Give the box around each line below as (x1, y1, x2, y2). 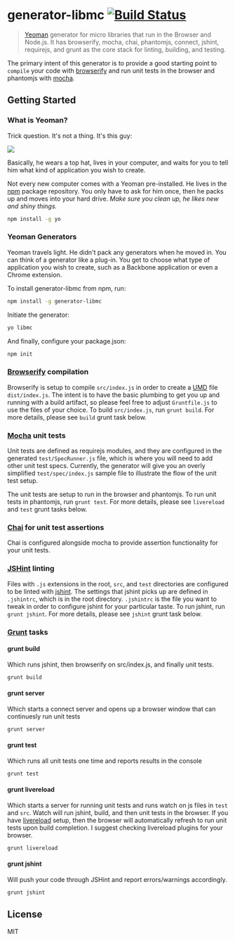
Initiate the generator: (7, 310, 70, 319)
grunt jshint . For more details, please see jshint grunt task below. (7, 610, 202, 618)
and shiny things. (7, 201, 58, 210)
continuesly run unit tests (7, 712, 81, 721)
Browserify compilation (7, 367, 89, 377)
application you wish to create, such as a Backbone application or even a (7, 263, 219, 271)
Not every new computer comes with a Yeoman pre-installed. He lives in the (7, 179, 227, 188)
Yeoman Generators (7, 232, 77, 242)
